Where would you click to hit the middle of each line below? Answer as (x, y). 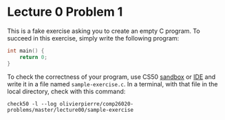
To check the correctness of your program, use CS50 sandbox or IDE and (111, 77)
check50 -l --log (32, 104)
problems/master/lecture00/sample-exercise (71, 110)
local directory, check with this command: (66, 91)
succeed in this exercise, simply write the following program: (93, 38)
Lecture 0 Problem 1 (65, 12)
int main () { (26, 51)
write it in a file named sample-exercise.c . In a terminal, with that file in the (112, 84)
